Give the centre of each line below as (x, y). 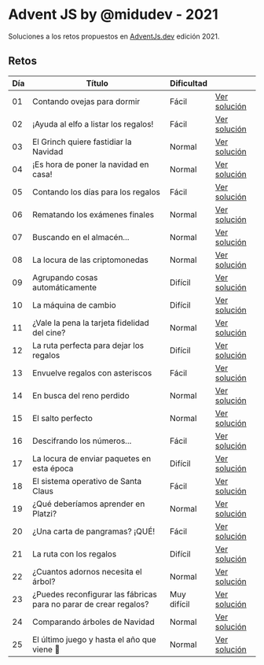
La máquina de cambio (74, 305)
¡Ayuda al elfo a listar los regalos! (93, 124)
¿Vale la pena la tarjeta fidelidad (91, 323)
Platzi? (45, 513)
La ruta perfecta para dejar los (88, 345)
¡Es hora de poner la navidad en (91, 164)
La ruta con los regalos (75, 554)
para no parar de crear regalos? (91, 604)
